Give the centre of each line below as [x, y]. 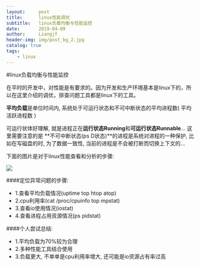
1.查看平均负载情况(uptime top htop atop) [66, 193]
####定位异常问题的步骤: [38, 180]
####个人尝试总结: [29, 228]
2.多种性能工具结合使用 [44, 249]
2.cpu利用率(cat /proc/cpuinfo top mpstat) [67, 200]
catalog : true [24, 46]
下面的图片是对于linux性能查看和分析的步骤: [60, 156]
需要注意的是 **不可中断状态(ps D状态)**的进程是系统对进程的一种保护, [99, 136]
